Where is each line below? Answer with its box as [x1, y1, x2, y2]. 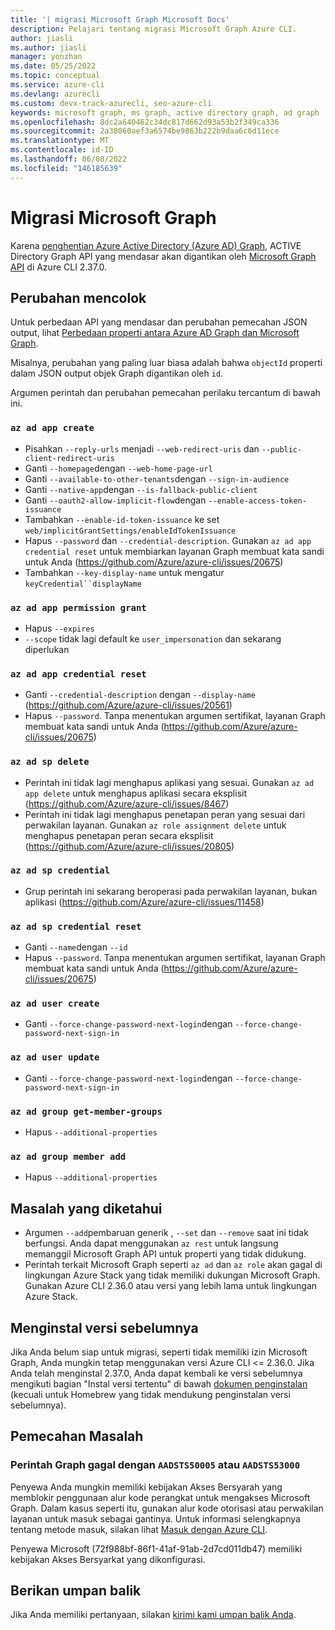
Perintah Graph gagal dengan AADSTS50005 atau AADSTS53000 [10, 1458, 301, 1472]
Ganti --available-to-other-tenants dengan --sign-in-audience [24, 472, 290, 485]
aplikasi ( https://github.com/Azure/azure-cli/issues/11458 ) [24, 896, 265, 908]
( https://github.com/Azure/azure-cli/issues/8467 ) [24, 797, 230, 810]
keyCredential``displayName [24, 579, 142, 589]
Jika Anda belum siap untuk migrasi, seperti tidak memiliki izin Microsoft [10, 1346, 308, 1358]
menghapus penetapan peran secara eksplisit [24, 829, 214, 841]
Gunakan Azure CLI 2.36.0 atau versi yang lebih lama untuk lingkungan [24, 1280, 318, 1292]
